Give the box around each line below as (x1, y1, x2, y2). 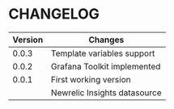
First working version (51, 73, 131, 85)
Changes (88, 34, 125, 45)
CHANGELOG (8, 5, 100, 23)
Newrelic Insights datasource (51, 86, 162, 98)
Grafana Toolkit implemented (51, 61, 161, 72)
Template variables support (51, 48, 155, 59)
